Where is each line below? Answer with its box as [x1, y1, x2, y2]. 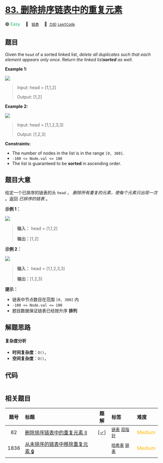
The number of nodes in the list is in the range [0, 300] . [12, 150, 125, 156]
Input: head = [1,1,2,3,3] [16, 122, 64, 128]
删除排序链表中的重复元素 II [25, 429, 87, 436]
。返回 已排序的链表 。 [5, 195, 50, 202]
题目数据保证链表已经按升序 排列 [12, 308, 78, 313]
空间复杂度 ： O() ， [12, 356, 49, 361]
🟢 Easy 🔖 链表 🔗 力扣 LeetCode [5, 21, 75, 27]
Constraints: [5, 140, 31, 146]
